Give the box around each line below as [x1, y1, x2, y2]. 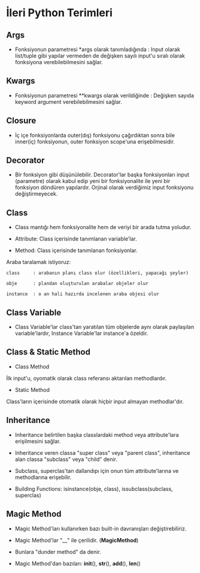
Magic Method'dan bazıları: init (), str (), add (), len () [14, 560, 141, 567]
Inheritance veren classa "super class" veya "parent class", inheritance [14, 449, 190, 456]
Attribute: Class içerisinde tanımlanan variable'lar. [14, 235, 137, 242]
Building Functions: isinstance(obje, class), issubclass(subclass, [14, 485, 173, 492]
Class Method [14, 363, 50, 370]
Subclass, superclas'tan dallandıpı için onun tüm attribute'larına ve [14, 467, 179, 474]
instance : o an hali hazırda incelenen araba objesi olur [6, 291, 160, 297]
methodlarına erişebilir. [14, 473, 72, 481]
